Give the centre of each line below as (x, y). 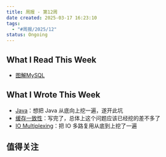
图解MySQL (30, 75)
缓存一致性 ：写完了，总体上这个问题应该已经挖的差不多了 (88, 118)
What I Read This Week (51, 60)
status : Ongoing (27, 35)
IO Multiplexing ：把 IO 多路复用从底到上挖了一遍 (76, 126)
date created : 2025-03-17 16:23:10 (52, 18)
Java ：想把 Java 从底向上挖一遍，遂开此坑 (69, 110)
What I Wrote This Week (54, 95)
